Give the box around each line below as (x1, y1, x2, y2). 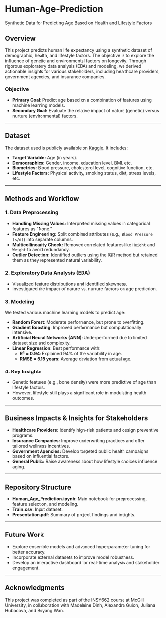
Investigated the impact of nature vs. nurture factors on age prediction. (12, 286, 157, 292)
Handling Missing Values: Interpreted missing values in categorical (12, 220, 150, 226)
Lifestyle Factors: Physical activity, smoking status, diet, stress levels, (12, 170, 156, 176)
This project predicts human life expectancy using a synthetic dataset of (5, 47, 152, 53)
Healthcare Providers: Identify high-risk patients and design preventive (12, 427, 159, 433)
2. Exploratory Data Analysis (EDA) (5, 269, 90, 276)
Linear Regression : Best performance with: (12, 345, 101, 351)
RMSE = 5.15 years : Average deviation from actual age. (19, 356, 132, 362)
